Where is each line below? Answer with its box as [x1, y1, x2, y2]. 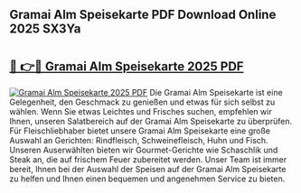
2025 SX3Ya [9, 22, 81, 37]
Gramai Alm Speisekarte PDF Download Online [9, 7, 277, 23]
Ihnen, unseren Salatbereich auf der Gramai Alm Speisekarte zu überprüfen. [9, 116, 292, 126]
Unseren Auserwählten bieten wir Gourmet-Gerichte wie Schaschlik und [9, 144, 278, 155]
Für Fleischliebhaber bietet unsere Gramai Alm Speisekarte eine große [9, 125, 271, 136]
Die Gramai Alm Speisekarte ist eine [148, 87, 283, 97]
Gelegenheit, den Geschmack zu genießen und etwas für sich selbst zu [9, 96, 276, 107]
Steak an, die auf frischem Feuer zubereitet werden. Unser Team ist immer [9, 154, 287, 165]
